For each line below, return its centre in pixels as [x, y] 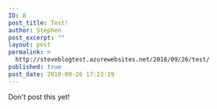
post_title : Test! [38, 23]
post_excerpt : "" [37, 38]
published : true [35, 67]
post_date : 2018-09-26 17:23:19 [61, 74]
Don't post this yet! [39, 96]
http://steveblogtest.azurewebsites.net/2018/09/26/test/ [113, 60]
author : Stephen [35, 30]
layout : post [30, 45]
